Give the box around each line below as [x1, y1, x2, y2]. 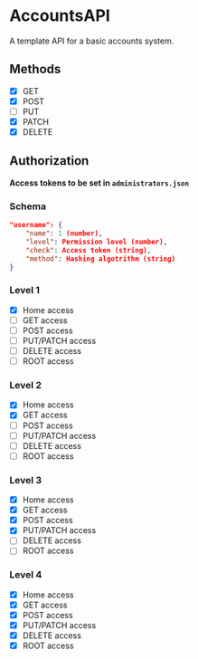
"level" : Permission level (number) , [25, 237, 168, 246]
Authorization [9, 153, 90, 168]
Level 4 [9, 568, 42, 581]
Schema [9, 200, 47, 213]
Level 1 [9, 284, 41, 297]
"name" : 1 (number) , [25, 229, 103, 238]
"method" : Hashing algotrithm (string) [25, 254, 176, 263]
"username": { [9, 221, 63, 230]
